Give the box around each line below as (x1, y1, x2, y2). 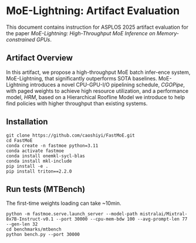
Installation (6, 117, 48, 127)
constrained (6, 36, 35, 43)
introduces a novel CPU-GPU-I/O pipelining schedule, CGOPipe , (30, 81, 185, 88)
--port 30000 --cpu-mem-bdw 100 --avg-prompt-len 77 (56, 216, 188, 222)
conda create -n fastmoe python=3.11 (6, 143, 99, 148)
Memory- (156, 29, 180, 36)
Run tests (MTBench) (6, 184, 86, 194)
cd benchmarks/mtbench (6, 227, 62, 232)
